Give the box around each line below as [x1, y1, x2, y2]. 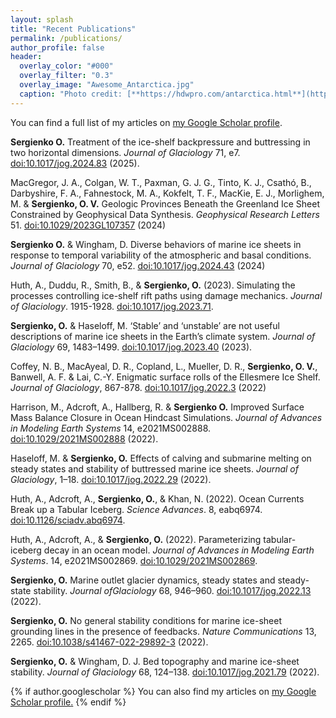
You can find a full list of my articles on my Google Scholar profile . [10, 116, 283, 128]
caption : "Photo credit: [19, 89, 123, 99]
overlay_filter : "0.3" [19, 71, 114, 81]
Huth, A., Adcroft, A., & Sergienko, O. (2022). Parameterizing [10, 533, 262, 545]
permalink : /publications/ [10, 33, 123, 43]
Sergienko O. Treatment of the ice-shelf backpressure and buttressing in [10, 136, 311, 148]
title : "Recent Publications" [10, 24, 137, 34]
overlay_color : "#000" [19, 61, 114, 71]
